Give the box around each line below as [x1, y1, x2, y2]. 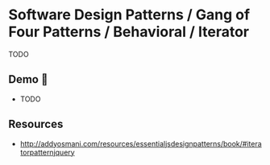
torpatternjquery [19, 147, 75, 157]
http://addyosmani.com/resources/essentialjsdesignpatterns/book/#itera [19, 138, 262, 148]
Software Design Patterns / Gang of [8, 6, 251, 24]
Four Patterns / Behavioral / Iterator [8, 23, 250, 41]
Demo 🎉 [8, 72, 48, 86]
